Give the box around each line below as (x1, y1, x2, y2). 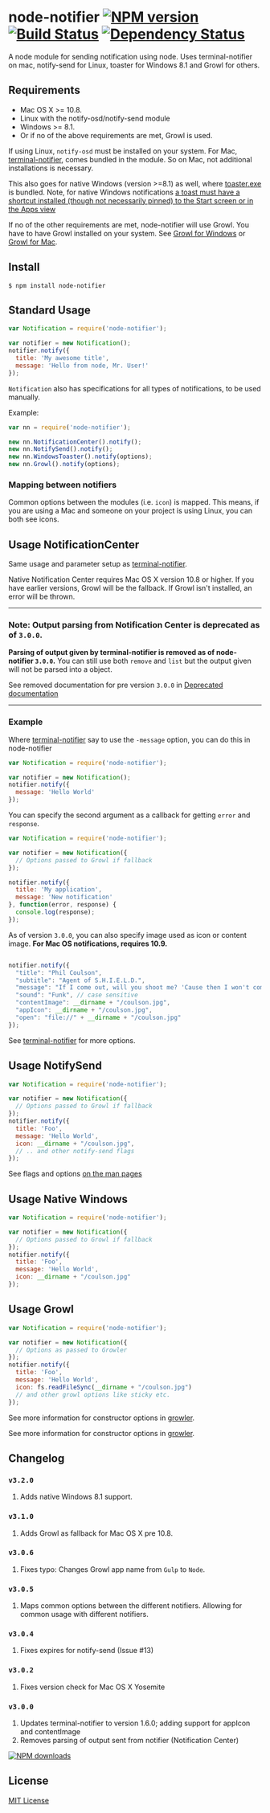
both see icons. (8, 514, 59, 524)
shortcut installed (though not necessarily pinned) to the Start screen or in (8, 195, 254, 205)
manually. (8, 392, 40, 402)
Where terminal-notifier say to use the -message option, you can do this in (8, 735, 251, 744)
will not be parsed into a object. (8, 665, 112, 674)
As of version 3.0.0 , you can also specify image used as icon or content (8, 930, 247, 939)
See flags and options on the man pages (8, 1169, 142, 1179)
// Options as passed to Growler (15, 1346, 128, 1354)
